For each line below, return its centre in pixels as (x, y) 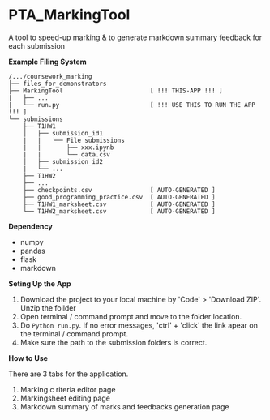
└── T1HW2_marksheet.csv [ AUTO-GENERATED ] (120, 211)
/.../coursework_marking (50, 76)
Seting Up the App (40, 283)
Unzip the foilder (48, 308)
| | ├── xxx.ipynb (69, 148)
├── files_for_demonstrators (58, 84)
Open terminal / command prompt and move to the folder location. (131, 316)
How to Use (28, 358)
